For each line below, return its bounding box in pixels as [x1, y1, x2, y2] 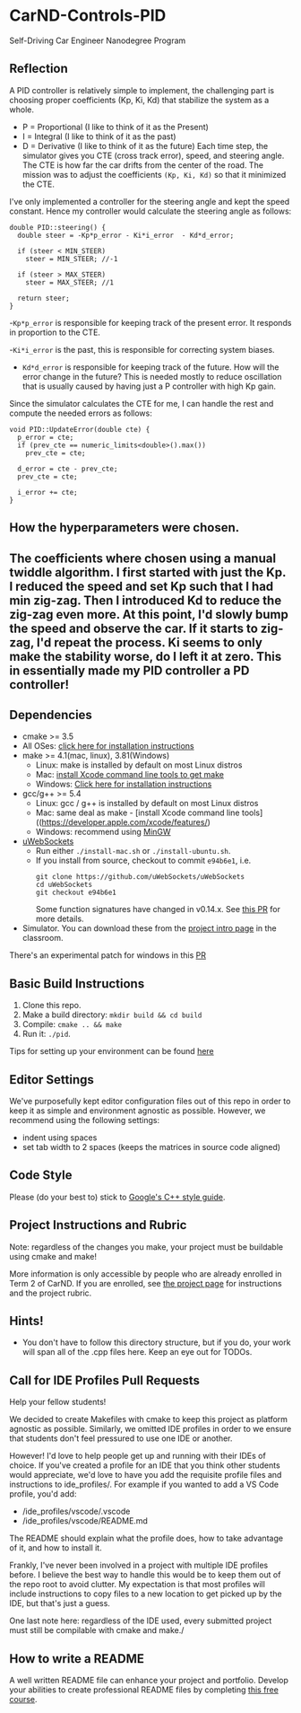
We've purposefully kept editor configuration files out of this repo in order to [9, 1095, 291, 1106]
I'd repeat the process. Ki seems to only [36, 635, 262, 650]
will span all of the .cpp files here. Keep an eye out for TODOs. [21, 1347, 253, 1357]
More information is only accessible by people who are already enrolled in [9, 1268, 282, 1279]
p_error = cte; [17, 433, 74, 442]
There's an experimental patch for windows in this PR [9, 950, 206, 961]
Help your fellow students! [9, 1397, 107, 1408]
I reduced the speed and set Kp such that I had [9, 578, 274, 593]
